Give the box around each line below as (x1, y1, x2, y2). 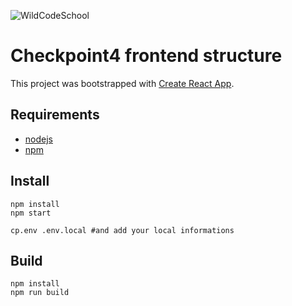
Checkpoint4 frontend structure (10, 45, 283, 67)
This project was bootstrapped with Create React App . (10, 77, 235, 89)
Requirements (10, 106, 100, 124)
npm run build (10, 288, 70, 298)
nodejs (24, 133, 53, 145)
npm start (10, 208, 52, 218)
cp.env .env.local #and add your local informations (10, 225, 235, 235)
